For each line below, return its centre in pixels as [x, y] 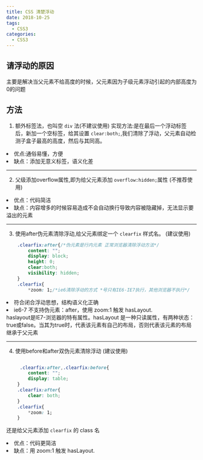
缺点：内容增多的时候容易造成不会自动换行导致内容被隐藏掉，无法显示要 [104, 207]
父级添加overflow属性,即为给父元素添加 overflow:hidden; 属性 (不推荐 [101, 179]
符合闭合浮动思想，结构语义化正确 [56, 302]
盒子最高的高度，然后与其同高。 [66, 141]
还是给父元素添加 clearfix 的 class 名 [53, 430]
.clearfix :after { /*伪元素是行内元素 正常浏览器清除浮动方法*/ [88, 245]
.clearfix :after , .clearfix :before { [65, 368]
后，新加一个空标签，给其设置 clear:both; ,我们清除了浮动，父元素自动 [103, 133]
